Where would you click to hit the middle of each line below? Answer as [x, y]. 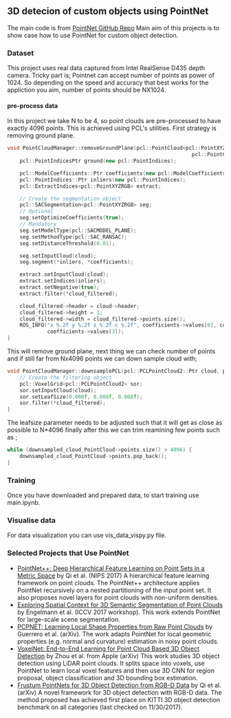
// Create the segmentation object [70, 199]
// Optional [36, 211]
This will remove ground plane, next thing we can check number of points [111, 351]
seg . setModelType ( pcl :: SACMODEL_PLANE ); [78, 230]
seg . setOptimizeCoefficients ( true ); [72, 218]
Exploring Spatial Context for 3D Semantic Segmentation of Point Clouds [120, 605]
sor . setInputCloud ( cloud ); [58, 390]
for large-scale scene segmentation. [68, 619]
